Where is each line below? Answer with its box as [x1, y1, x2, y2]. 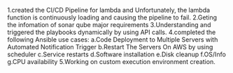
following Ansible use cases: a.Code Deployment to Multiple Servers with [7, 35, 218, 44]
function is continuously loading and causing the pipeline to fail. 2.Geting [7, 13, 218, 22]
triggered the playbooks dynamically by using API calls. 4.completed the [7, 28, 216, 36]
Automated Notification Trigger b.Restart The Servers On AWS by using [7, 43, 213, 51]
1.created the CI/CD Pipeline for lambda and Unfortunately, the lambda [7, 6, 211, 14]
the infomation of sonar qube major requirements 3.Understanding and [7, 21, 211, 29]
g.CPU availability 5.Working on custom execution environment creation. [7, 58, 216, 65]
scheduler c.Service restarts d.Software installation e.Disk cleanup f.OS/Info [7, 50, 226, 58]
